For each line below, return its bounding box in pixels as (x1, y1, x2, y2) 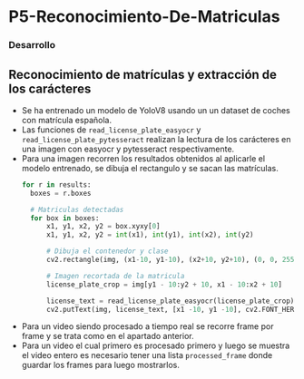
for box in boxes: (30, 213, 100, 223)
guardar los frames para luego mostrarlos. (21, 360, 181, 371)
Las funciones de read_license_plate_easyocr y (21, 124, 201, 135)
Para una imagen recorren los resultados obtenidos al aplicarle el (21, 152, 265, 164)
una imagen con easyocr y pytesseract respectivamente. (21, 143, 235, 154)
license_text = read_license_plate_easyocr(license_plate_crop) (45, 296, 295, 306)
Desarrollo (8, 39, 56, 52)
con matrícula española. (21, 114, 113, 125)
